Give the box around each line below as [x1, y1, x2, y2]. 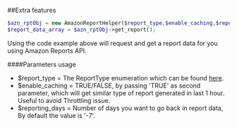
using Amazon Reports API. [7, 46, 87, 55]
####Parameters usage [7, 60, 76, 68]
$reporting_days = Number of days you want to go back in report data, [17, 104, 224, 112]
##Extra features [7, 6, 56, 14]
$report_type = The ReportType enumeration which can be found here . [17, 73, 224, 82]
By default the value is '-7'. [17, 111, 96, 119]
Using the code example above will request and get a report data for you [7, 39, 219, 47]
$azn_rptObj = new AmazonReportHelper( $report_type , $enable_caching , [7, 20, 217, 27]
